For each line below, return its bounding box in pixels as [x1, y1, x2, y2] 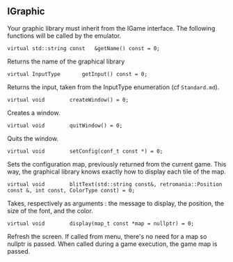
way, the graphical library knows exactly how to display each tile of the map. [7, 167, 226, 176]
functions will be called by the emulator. [7, 31, 122, 40]
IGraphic [7, 6, 45, 17]
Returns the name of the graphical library [7, 57, 125, 65]
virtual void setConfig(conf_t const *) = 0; [7, 148, 163, 155]
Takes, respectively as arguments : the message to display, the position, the [7, 199, 225, 208]
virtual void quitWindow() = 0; [7, 122, 123, 129]
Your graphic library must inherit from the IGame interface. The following [7, 24, 216, 32]
